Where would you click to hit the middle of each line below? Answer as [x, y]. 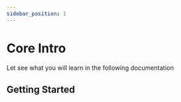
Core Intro [36, 48]
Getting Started [41, 89]
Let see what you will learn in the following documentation [90, 68]
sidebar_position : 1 [37, 14]
